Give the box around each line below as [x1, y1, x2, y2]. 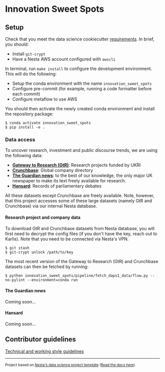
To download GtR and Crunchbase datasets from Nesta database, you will [5, 225, 155, 231]
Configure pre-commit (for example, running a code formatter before [12, 86, 152, 92]
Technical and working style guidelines [5, 348, 84, 354]
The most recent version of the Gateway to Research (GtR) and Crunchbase [5, 258, 159, 264]
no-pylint [5, 277, 26, 282]
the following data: [5, 153, 43, 159]
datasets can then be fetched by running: [5, 264, 89, 270]
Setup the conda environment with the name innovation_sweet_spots [12, 80, 152, 86]
